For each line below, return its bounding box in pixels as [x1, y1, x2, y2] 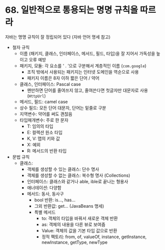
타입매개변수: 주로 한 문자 [19, 117, 69, 123]
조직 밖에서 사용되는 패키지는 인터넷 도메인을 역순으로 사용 [27, 69, 139, 75]
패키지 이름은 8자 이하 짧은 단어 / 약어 [27, 75, 99, 81]
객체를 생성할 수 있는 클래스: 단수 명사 [27, 166, 99, 172]
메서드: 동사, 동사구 [27, 191, 64, 196]
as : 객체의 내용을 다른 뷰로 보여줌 [41, 222, 106, 227]
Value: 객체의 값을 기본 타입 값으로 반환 [41, 227, 117, 233]
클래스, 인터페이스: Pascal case [19, 81, 81, 87]
